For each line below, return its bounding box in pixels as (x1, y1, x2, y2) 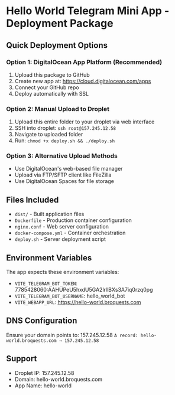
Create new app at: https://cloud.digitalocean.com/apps (14, 77, 151, 84)
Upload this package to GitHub (14, 71, 90, 78)
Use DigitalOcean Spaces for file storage (14, 178, 114, 185)
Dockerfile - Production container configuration (14, 217, 132, 224)
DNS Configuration (6, 316, 77, 326)
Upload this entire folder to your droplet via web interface (14, 118, 155, 125)
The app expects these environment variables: (6, 269, 119, 276)
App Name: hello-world (14, 382, 72, 389)
